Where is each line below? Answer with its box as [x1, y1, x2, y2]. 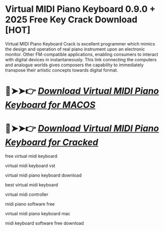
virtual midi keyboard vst [5, 163, 55, 169]
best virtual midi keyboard [5, 182, 58, 188]
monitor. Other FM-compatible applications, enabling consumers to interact [5, 51, 159, 57]
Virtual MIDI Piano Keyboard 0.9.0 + [5, 3, 156, 15]
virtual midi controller [5, 191, 48, 197]
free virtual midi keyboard [5, 153, 58, 159]
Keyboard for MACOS [5, 99, 96, 111]
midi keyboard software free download [5, 220, 84, 226]
